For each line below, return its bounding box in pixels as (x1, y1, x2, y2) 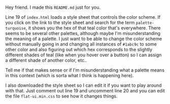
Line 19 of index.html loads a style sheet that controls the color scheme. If (5, 14, 161, 20)
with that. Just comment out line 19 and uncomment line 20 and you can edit (5, 88, 165, 93)
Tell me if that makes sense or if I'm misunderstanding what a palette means (5, 67, 165, 73)
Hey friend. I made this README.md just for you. (5, 5, 100, 10)
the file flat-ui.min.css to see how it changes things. (5, 93, 118, 99)
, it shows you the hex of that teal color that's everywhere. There (25, 25, 161, 31)
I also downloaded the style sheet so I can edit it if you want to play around (5, 82, 162, 88)
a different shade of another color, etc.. (5, 57, 87, 63)
